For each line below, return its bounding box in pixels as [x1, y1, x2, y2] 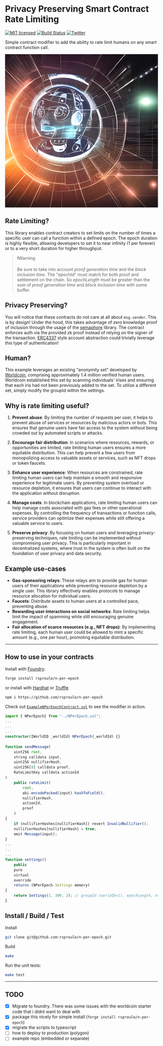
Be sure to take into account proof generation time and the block [16, 266, 147, 272]
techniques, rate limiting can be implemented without [34, 535, 141, 541]
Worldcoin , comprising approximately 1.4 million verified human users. [5, 372, 146, 378]
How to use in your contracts [5, 653, 94, 661]
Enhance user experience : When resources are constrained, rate [12, 469, 143, 475]
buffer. [16, 287, 31, 293]
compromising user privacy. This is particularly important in [12, 540, 131, 546]
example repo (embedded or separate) [12, 1035, 90, 1042]
